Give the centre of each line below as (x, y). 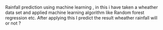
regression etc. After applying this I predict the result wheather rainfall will (81, 18)
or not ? (13, 23)
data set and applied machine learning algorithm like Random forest (75, 12)
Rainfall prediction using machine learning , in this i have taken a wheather (82, 7)
